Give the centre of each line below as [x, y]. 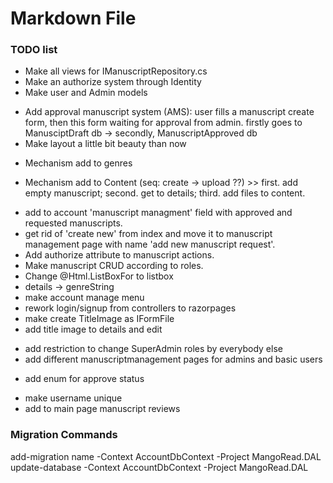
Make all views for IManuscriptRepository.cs [116, 71]
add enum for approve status [84, 379]
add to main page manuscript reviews [102, 409]
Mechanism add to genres [78, 163]
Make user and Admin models [86, 93]
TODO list [34, 50]
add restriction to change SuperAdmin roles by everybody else [153, 349]
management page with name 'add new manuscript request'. [150, 244]
